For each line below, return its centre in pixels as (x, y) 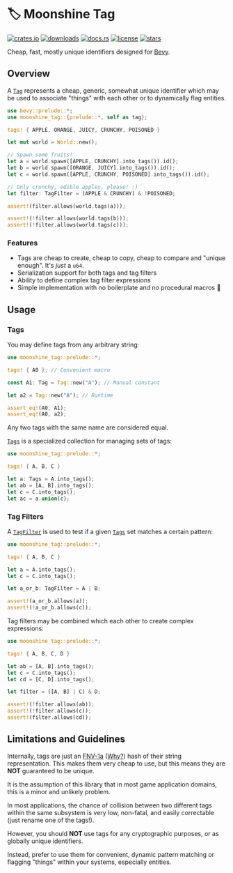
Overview (29, 74)
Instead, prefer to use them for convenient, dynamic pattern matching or (111, 854)
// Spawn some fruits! (40, 155)
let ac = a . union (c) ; (39, 499)
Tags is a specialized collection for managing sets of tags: (90, 441)
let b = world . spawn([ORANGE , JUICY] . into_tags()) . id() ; (91, 168)
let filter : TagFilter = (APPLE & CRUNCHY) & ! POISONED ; (91, 193)
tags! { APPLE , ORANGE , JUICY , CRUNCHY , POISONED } (83, 130)
